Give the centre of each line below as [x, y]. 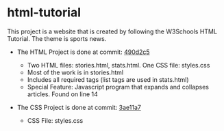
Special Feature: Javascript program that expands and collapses [118, 87]
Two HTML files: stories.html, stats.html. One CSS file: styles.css [119, 65]
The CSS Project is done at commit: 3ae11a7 [79, 107]
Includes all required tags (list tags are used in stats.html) [108, 79]
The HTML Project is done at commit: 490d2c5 [83, 52]
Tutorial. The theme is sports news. [57, 38]
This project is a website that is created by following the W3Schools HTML [112, 31]
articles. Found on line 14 [62, 94]
